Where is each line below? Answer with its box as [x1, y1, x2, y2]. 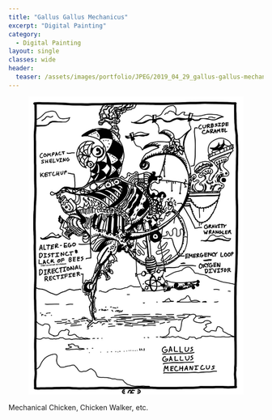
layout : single [8, 47, 60, 56]
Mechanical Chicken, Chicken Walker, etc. [8, 402, 149, 412]
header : [8, 65, 35, 73]
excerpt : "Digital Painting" [8, 21, 107, 30]
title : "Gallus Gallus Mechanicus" [8, 13, 129, 21]
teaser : [15, 73, 42, 81]
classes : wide [8, 56, 57, 64]
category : [8, 30, 42, 38]
